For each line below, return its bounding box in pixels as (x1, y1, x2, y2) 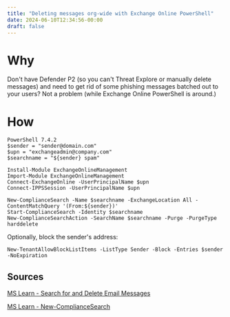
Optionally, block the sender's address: (7, 233, 118, 241)
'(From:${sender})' (62, 203, 118, 210)
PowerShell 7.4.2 (7, 137, 57, 144)
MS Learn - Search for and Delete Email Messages (7, 289, 151, 298)
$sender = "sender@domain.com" (7, 142, 97, 150)
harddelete (7, 221, 39, 228)
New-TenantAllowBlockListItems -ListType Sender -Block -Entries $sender (7, 246, 224, 253)
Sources (7, 271, 44, 283)
